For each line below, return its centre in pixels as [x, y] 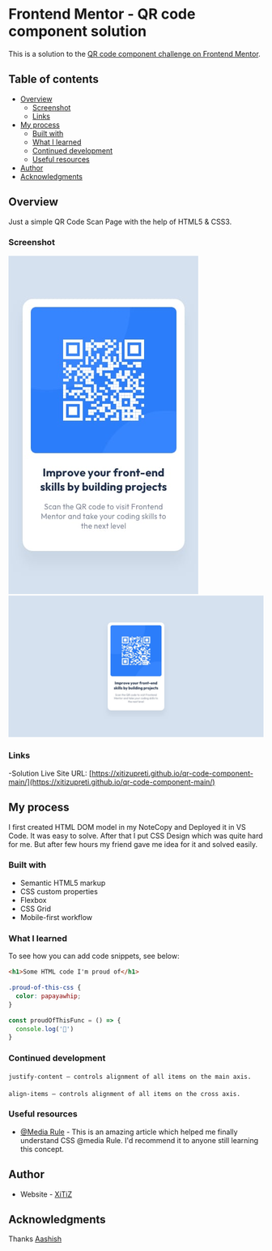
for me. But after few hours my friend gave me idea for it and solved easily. [133, 844]
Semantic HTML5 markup [63, 883]
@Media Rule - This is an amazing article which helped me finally [129, 1132]
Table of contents [53, 79]
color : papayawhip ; [49, 996]
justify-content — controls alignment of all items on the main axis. [130, 1077]
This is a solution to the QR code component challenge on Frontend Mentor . [134, 54]
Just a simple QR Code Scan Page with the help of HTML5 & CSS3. [120, 221]
